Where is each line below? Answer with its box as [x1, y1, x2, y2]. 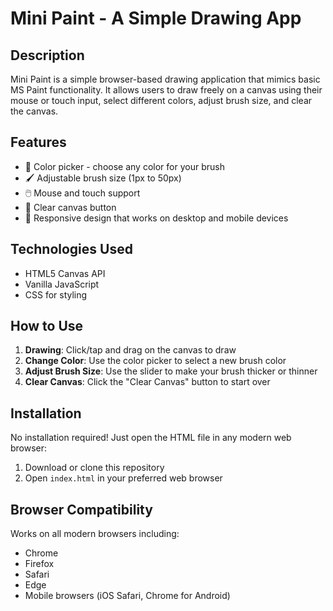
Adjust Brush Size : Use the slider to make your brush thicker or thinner [24, 365, 318, 377]
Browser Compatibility [10, 501, 153, 518]
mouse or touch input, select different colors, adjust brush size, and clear [10, 95, 313, 106]
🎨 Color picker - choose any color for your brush [24, 160, 225, 172]
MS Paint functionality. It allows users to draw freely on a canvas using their [10, 84, 323, 96]
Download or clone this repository [24, 462, 165, 474]
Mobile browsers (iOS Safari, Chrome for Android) [24, 590, 231, 602]
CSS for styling [24, 288, 88, 301]
